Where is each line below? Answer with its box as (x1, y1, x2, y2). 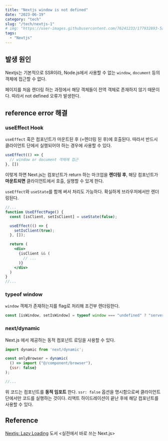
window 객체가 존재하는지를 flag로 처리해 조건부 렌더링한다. (5, 303, 120, 309)
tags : (5, 31, 16, 36)
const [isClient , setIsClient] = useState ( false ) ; (9, 214, 117, 219)
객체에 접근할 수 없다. (5, 76, 46, 82)
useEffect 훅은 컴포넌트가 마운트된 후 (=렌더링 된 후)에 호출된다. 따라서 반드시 (5, 136, 158, 142)
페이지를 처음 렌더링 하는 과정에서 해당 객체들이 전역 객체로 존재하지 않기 (5, 86, 146, 92)
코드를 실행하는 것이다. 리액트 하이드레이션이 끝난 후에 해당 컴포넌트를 (22, 395, 159, 401)
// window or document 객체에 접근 (9, 157, 78, 162)
